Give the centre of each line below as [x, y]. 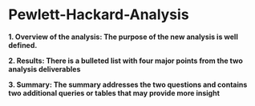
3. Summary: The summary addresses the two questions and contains [128, 84]
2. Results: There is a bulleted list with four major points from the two [125, 61]
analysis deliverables [45, 69]
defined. [23, 45]
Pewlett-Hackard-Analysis [99, 15]
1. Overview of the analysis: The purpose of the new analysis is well [123, 37]
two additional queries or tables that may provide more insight [114, 92]
